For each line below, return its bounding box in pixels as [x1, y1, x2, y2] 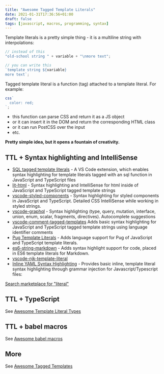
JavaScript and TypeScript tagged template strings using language [12, 224, 148, 230]
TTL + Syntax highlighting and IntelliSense [5, 153, 138, 162]
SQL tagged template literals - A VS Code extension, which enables [12, 166, 149, 173]
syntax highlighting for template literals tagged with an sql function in [12, 172, 152, 178]
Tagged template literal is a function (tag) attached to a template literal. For [5, 81, 156, 87]
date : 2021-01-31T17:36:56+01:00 [5, 12, 74, 17]
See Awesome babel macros [5, 336, 63, 341]
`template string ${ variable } [5, 67, 67, 72]
